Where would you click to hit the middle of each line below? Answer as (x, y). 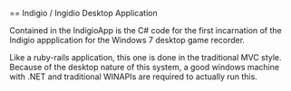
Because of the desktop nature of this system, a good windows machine (144, 67)
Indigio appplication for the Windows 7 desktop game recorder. (127, 40)
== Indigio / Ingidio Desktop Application (83, 13)
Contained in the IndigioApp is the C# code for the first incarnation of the (146, 30)
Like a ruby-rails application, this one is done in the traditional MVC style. (146, 57)
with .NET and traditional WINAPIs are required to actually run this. (134, 77)
